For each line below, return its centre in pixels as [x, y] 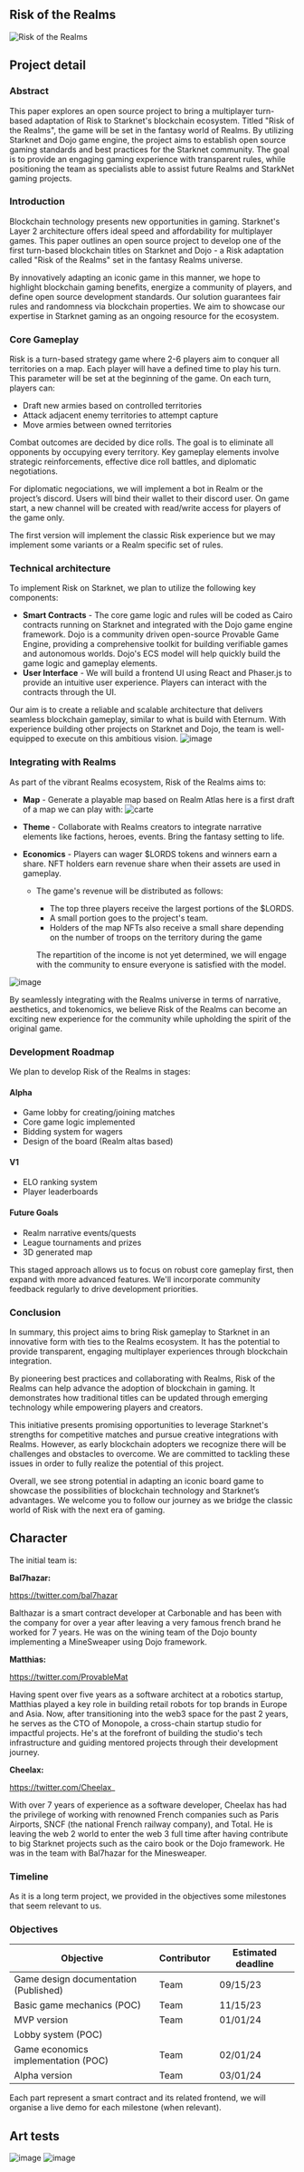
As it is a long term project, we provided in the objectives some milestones [148, 1896]
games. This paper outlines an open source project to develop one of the [145, 240]
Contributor [185, 1958]
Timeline [29, 1877]
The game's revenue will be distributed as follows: [129, 891]
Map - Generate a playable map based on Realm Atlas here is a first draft [158, 799]
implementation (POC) [62, 2061]
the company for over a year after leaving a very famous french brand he [145, 1622]
